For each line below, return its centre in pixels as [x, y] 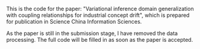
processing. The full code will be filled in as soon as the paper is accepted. [100, 40]
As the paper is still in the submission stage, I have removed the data [92, 33]
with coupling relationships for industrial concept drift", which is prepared [98, 15]
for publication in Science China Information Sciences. [74, 21]
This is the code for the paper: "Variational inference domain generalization [100, 9]
